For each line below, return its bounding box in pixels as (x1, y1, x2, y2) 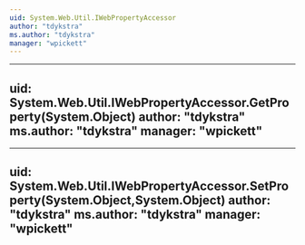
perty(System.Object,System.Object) (9, 192, 226, 209)
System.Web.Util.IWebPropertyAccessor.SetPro (9, 179, 289, 194)
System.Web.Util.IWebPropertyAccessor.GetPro (9, 94, 290, 110)
